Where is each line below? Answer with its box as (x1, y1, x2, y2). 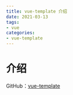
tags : (6, 19, 19, 25)
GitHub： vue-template (6, 82, 60, 89)
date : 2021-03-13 (6, 14, 48, 20)
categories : (6, 30, 35, 36)
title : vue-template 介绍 (6, 8, 67, 14)
